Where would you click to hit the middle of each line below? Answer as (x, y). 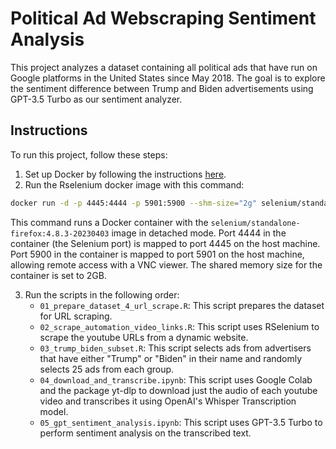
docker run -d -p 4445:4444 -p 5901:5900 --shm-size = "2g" (133, 203)
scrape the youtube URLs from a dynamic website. (144, 337)
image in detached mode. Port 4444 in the (199, 233)
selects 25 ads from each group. (107, 369)
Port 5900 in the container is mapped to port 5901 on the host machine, (157, 254)
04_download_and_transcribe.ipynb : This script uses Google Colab (176, 379)
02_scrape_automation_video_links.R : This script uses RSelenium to (179, 326)
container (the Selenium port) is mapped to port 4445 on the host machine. (165, 243)
